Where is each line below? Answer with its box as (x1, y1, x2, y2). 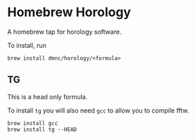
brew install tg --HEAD (7, 126, 77, 133)
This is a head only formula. (7, 92, 88, 101)
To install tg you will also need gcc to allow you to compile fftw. (7, 106, 189, 115)
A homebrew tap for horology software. (7, 27, 122, 36)
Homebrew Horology (7, 4, 132, 20)
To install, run (7, 41, 47, 49)
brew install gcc (7, 120, 58, 127)
